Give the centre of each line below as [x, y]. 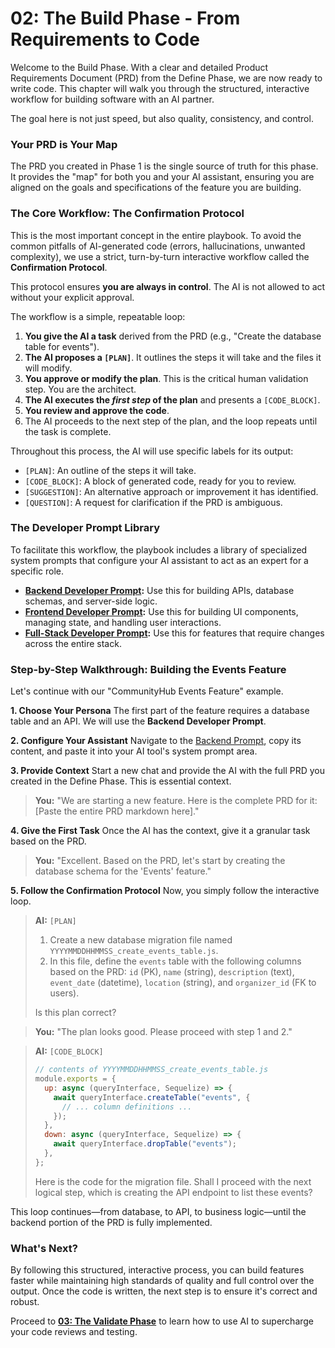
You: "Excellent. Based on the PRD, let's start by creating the [160, 861]
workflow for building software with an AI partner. [112, 99]
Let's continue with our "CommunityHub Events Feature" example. [147, 691]
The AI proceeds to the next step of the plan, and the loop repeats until [171, 421]
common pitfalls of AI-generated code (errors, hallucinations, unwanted [158, 246]
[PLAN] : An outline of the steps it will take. [110, 470]
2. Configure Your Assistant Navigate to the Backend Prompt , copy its [156, 741]
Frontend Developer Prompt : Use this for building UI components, [161, 611]
